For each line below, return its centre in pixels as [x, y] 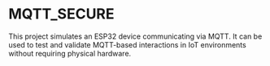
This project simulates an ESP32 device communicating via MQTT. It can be [135, 36]
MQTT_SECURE [62, 14]
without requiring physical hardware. [70, 53]
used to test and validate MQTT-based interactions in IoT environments [127, 44]
